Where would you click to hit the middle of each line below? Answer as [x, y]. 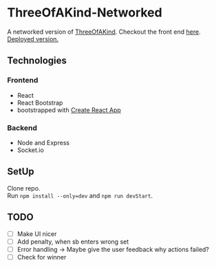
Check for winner [42, 257]
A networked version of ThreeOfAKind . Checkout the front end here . [104, 32]
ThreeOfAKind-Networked [85, 13]
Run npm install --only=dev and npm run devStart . [80, 195]
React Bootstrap [40, 103]
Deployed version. [33, 39]
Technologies [37, 61]
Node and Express [43, 142]
